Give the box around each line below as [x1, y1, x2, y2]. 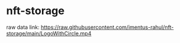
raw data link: [6, 24, 40, 31]
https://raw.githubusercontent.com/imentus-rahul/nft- [41, 24, 174, 31]
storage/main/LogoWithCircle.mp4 [6, 29, 92, 37]
